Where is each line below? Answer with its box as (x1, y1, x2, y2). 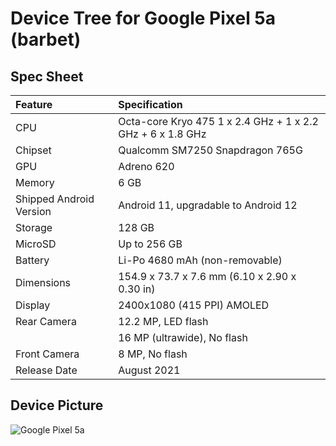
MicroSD (15, 237, 57, 251)
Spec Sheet (10, 68, 84, 85)
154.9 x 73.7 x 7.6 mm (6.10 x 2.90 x (118, 270, 297, 283)
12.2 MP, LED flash (118, 315, 209, 328)
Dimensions (15, 276, 72, 289)
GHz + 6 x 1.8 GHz (118, 127, 207, 141)
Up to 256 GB (118, 237, 183, 251)
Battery (15, 253, 50, 267)
